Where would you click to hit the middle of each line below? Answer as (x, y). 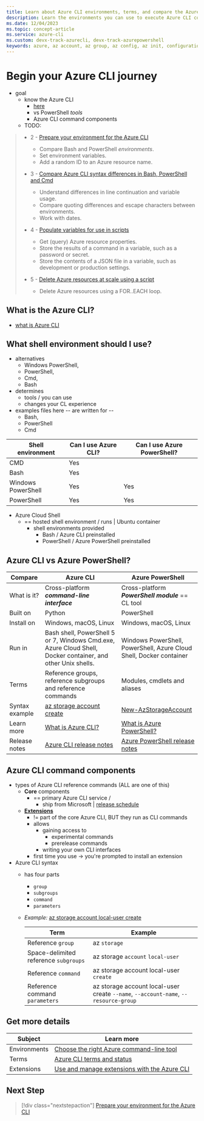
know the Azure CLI (49, 99)
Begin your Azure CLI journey (82, 76)
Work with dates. (60, 218)
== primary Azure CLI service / (72, 798)
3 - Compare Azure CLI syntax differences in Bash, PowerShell (109, 174)
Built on (20, 613)
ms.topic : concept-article (40, 29)
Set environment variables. (73, 155)
